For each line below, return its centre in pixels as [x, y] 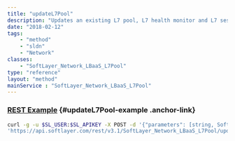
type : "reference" [34, 72]
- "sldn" [33, 46]
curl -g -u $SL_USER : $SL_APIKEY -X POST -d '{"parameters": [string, [111, 125]
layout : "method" [33, 79]
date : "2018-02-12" [36, 27]
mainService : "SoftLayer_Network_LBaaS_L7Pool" [79, 86]
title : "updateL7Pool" [40, 14]
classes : [20, 60]
